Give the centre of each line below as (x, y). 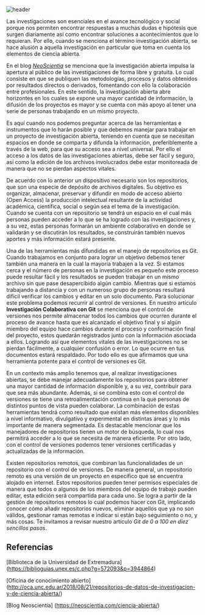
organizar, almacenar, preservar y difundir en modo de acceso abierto (94, 193)
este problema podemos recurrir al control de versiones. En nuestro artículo (102, 303)
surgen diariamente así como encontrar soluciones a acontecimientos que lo (103, 34)
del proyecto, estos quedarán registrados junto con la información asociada (101, 335)
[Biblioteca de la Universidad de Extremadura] (64, 562)
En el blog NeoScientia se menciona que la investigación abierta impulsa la (100, 65)
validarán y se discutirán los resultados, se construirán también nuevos (96, 232)
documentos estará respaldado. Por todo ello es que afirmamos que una (97, 355)
